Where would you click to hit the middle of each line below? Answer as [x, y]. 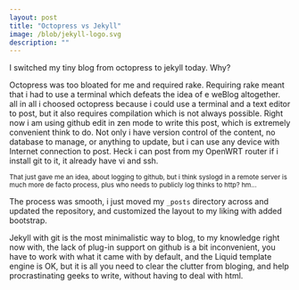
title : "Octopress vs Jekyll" [66, 26]
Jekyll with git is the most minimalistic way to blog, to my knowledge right [145, 238]
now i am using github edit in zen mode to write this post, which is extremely [150, 123]
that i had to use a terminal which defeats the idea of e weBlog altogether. [145, 95]
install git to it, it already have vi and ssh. [84, 161]
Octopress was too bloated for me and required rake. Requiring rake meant [147, 85]
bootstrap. [28, 220]
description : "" [39, 42]
